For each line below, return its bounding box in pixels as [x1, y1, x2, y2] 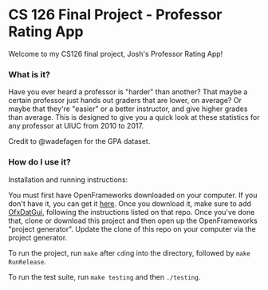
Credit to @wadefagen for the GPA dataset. [8, 137, 151, 146]
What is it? [8, 69, 50, 80]
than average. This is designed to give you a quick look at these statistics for [8, 113, 260, 122]
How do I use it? [8, 157, 72, 168]
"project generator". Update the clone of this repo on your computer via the [8, 224, 257, 233]
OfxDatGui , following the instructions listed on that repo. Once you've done [8, 207, 255, 217]
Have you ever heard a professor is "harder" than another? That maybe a [8, 87, 248, 97]
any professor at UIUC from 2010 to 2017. [8, 121, 144, 131]
